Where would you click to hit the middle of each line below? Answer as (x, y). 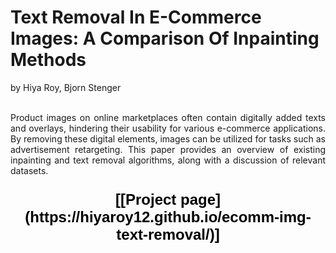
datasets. (29, 170)
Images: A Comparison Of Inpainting (165, 38)
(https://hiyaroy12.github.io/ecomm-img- (168, 216)
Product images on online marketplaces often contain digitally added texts (168, 117)
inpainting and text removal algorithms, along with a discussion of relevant (168, 160)
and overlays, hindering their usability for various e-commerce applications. (168, 128)
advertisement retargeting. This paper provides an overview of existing (168, 149)
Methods (48, 60)
